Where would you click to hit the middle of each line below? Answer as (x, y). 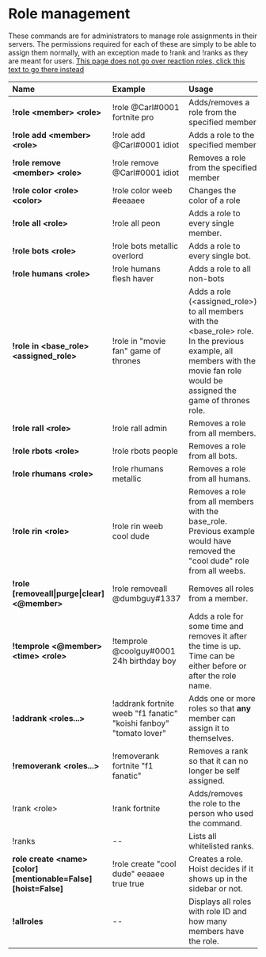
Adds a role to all (220, 269)
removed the (212, 551)
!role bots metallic (145, 246)
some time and (216, 626)
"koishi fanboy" (141, 723)
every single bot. (220, 256)
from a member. (218, 598)
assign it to (209, 728)
